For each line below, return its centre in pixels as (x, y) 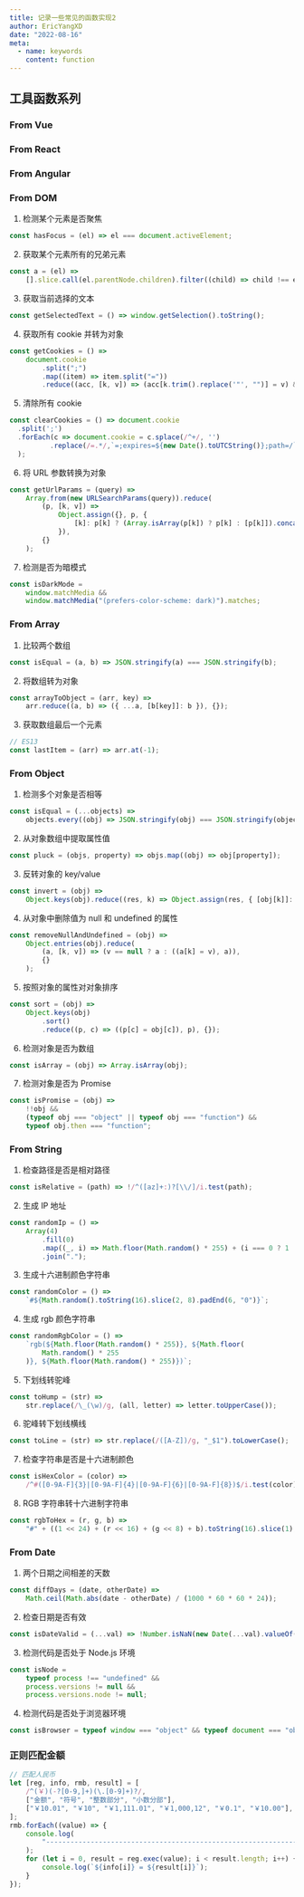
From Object (37, 773)
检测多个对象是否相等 (62, 794)
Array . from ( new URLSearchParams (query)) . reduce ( (119, 498)
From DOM (33, 198)
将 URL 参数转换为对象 (64, 473)
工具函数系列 (45, 99)
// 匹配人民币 (33, 1775)
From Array (35, 624)
